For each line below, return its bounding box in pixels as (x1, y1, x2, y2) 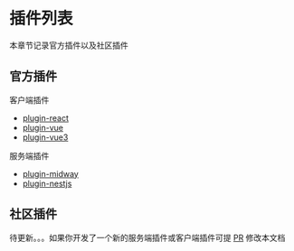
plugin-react (22, 112, 70, 123)
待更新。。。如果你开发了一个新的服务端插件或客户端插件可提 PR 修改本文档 (9, 232, 286, 243)
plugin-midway (22, 168, 79, 179)
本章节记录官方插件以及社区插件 (9, 40, 128, 51)
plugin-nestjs (22, 178, 72, 189)
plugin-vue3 (22, 132, 69, 143)
